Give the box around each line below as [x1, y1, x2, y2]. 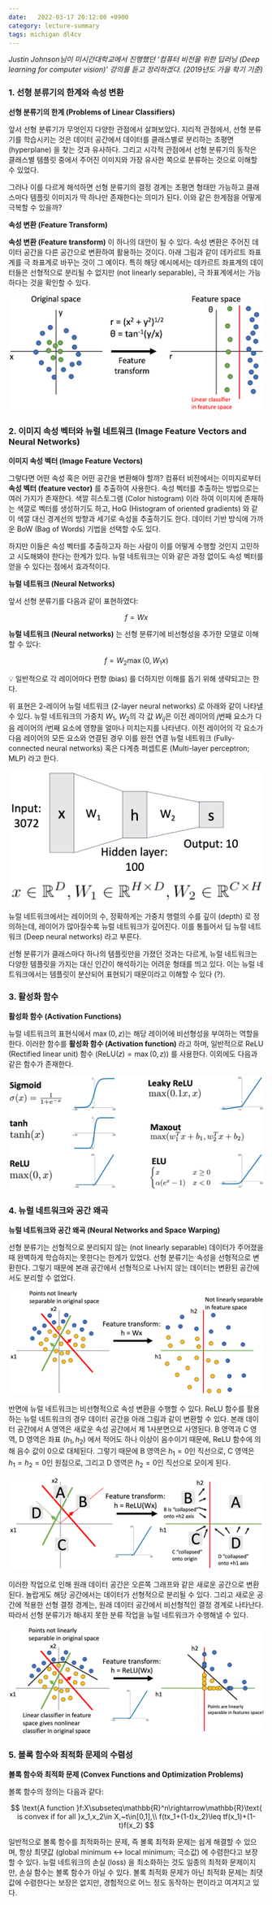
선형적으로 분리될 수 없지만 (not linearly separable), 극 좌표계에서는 [29, 267, 246, 277]
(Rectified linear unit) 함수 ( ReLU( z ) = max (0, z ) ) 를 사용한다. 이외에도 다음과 [8, 1049, 258, 1059]
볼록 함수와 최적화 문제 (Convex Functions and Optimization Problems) [8, 1769, 244, 1779]
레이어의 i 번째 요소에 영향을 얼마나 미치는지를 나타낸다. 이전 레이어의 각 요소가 [16, 723, 264, 733]
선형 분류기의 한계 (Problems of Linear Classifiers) [8, 106, 176, 117]
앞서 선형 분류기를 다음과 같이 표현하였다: [8, 595, 139, 605]
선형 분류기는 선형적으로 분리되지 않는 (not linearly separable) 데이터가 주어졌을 [8, 1242, 264, 1252]
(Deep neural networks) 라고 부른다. [23, 931, 142, 942]
